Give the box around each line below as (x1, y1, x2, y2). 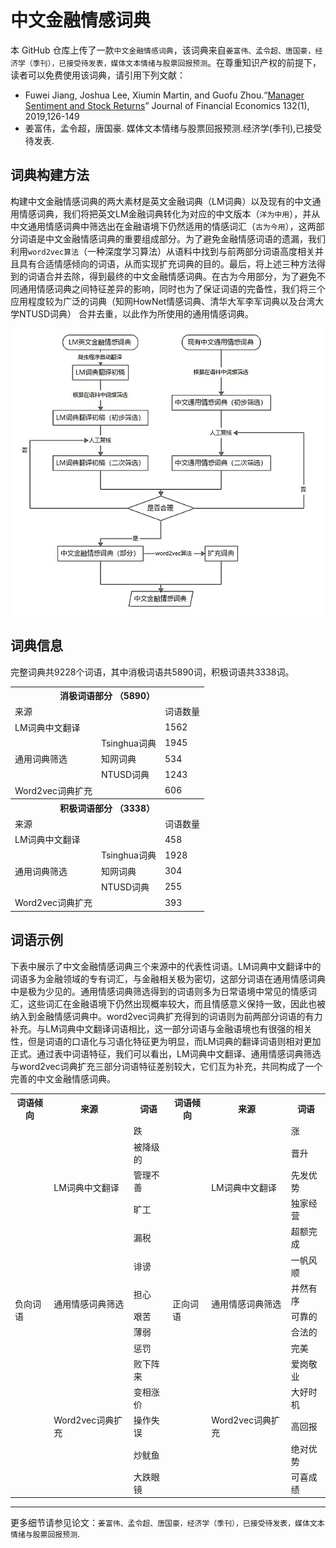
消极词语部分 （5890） (59, 690, 155, 702)
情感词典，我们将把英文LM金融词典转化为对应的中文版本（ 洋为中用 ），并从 (18, 207, 321, 220)
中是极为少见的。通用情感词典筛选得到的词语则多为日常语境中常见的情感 (10, 985, 308, 997)
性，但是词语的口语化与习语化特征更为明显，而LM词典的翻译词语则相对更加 (10, 1035, 322, 1047)
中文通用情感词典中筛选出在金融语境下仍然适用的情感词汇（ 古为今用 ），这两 (10, 220, 317, 232)
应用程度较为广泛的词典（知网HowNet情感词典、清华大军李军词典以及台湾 (10, 295, 316, 307)
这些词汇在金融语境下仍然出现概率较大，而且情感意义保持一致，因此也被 (27, 997, 326, 1010)
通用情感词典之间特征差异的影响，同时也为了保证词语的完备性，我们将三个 (18, 282, 326, 295)
